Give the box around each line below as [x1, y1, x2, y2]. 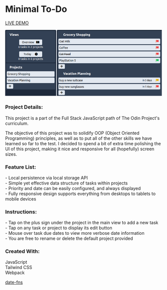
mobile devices [5, 195, 36, 202]
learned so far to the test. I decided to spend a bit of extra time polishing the [5, 140, 161, 146]
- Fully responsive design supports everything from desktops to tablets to [5, 191, 156, 196]
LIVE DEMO [5, 20, 29, 26]
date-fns [5, 280, 23, 286]
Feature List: [5, 163, 36, 170]
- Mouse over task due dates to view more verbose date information [5, 230, 145, 236]
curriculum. [5, 120, 29, 126]
